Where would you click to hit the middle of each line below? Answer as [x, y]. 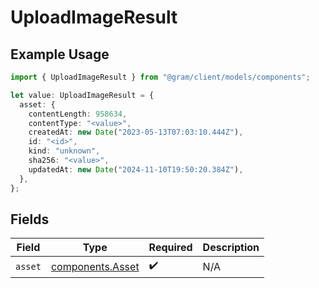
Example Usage [60, 54]
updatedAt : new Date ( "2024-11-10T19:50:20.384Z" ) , [136, 169]
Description [231, 248]
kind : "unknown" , [64, 151]
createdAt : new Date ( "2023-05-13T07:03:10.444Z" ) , [136, 132]
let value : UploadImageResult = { [82, 95]
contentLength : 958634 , [78, 114]
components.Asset [95, 266]
